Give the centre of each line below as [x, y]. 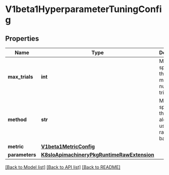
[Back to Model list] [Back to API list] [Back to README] [63, 167]
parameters [22, 155]
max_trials [21, 77]
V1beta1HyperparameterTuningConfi [83, 9]
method [17, 119]
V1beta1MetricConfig [68, 147]
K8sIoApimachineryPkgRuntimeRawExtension [98, 155]
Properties [22, 38]
